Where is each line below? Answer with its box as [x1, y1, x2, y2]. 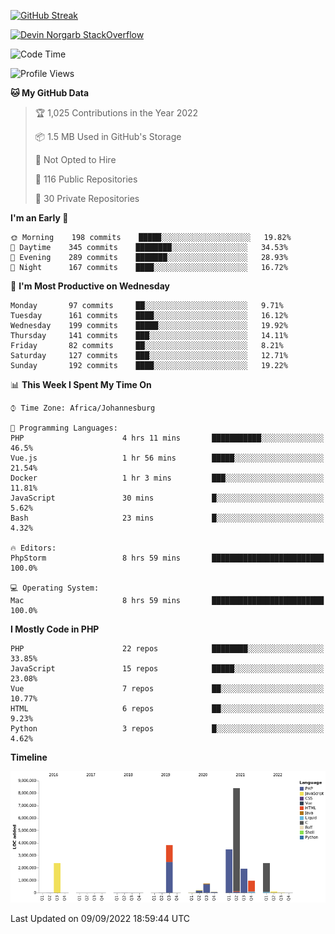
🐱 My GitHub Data [10, 87, 90, 99]
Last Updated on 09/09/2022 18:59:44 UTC [10, 912, 191, 924]
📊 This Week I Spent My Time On [10, 379, 152, 390]
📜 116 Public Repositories [34, 173, 138, 185]
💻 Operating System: [10, 583, 100, 593]
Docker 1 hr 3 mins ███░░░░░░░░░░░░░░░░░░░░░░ [10, 473, 325, 483]
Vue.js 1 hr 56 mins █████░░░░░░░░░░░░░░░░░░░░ [10, 453, 325, 463]
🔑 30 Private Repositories [34, 193, 140, 204]
